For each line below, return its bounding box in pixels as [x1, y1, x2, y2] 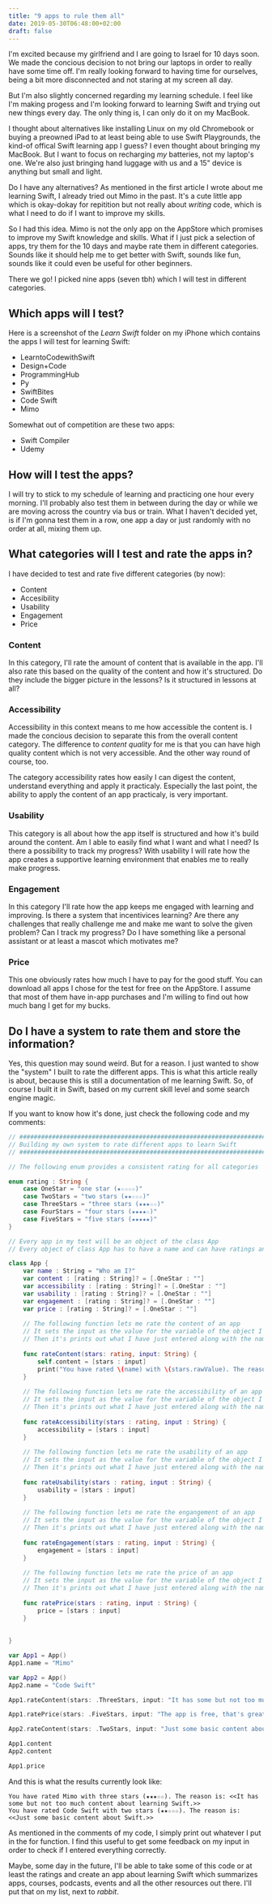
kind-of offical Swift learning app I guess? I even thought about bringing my [8, 141, 261, 151]
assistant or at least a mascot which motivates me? [8, 937, 179, 946]
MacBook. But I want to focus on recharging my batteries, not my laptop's [8, 149, 254, 159]
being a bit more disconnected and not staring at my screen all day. [8, 75, 233, 85]
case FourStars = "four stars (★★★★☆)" [23, 1208, 158, 1216]
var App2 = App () [8, 1674, 67, 1682]
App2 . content [8, 1747, 53, 1755]
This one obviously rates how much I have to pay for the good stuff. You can [8, 975, 263, 984]
